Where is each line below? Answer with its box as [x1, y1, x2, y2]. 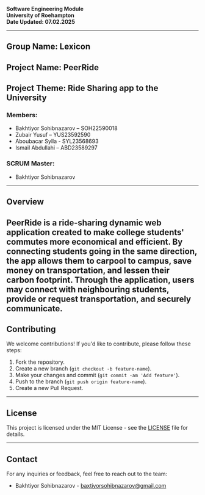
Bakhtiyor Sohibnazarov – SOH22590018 [15, 125, 118, 132]
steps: [6, 347, 22, 354]
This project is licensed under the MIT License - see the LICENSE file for [6, 424, 188, 432]
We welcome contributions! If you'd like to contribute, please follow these [6, 340, 191, 347]
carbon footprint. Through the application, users [6, 275, 195, 285]
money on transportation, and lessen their [6, 265, 170, 275]
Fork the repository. [15, 358, 65, 366]
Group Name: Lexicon [6, 42, 90, 52]
